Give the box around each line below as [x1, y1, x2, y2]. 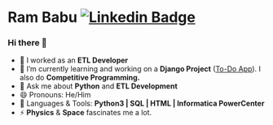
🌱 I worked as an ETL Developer [19, 55, 129, 65]
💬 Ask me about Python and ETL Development [19, 81, 178, 91]
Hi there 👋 [7, 37, 48, 49]
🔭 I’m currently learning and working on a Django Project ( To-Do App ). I [19, 64, 262, 74]
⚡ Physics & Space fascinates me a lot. [19, 108, 152, 118]
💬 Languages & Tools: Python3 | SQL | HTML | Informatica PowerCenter [19, 98, 265, 109]
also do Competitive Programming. [19, 73, 140, 83]
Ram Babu [7, 8, 78, 27]
